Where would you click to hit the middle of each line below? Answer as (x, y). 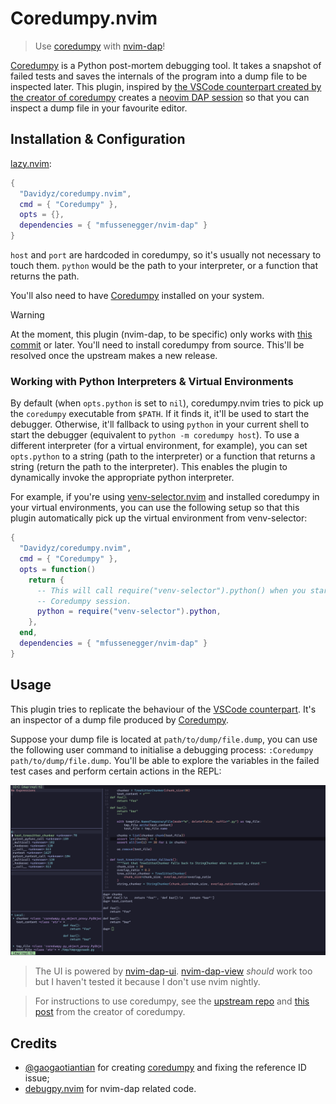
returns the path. (45, 276)
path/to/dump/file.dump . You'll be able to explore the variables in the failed (165, 760)
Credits (34, 1043)
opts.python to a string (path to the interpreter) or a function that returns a (163, 456)
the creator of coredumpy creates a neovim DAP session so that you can (160, 97)
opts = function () (58, 569)
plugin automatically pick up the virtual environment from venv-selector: (159, 518)
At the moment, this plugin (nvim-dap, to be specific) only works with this (161, 334)
